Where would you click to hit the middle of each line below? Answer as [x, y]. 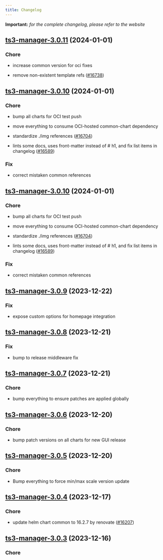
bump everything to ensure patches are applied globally [71, 399]
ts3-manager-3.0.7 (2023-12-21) [58, 374]
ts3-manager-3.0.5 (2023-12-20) [59, 456]
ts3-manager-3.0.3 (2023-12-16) [58, 538]
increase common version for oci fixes [52, 66]
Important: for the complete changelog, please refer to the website [75, 24]
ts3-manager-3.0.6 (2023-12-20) [59, 414]
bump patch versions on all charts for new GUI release [69, 440]
